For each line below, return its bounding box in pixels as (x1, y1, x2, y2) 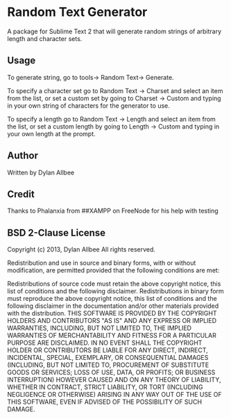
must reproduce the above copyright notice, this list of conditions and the (7, 295, 217, 303)
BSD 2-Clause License (7, 227, 106, 238)
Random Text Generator (7, 4, 148, 20)
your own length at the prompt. (7, 129, 96, 138)
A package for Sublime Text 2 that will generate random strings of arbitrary (7, 27, 222, 35)
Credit (7, 188, 35, 200)
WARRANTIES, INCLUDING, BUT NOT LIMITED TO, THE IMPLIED (7, 324, 192, 332)
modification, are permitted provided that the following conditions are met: (7, 266, 220, 274)
